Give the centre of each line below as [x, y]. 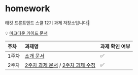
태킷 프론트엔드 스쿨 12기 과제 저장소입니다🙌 [48, 23]
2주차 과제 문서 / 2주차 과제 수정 [60, 65]
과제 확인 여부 [115, 46]
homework [28, 9]
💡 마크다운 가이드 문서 [26, 33]
